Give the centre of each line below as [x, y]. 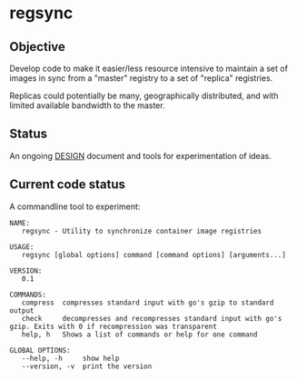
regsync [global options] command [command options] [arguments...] [153, 255]
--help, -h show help [70, 358]
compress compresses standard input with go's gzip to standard [148, 303]
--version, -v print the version [87, 366]
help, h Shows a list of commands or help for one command [139, 335]
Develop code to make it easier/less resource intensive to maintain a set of [149, 68]
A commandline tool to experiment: [75, 206]
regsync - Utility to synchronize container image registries [141, 231]
